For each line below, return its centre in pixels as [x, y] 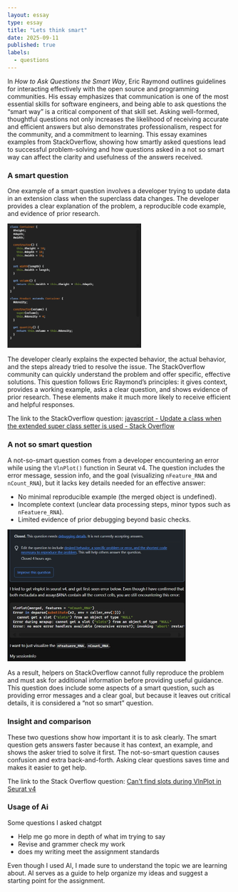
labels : [19, 53]
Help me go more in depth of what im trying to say [92, 836]
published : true [31, 45]
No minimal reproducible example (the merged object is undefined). [117, 497]
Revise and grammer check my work [72, 844]
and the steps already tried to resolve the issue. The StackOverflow [106, 367]
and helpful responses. [41, 405]
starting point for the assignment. [56, 881]
